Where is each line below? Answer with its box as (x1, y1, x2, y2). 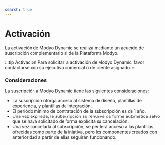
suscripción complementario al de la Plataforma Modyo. (5, 50, 119, 56)
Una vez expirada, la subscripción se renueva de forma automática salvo (12, 113, 160, 119)
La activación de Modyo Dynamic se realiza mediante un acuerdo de (5, 45, 144, 51)
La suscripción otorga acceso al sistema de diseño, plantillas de (12, 97, 142, 103)
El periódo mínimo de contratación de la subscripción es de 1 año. (12, 108, 146, 114)
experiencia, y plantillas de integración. (12, 103, 92, 109)
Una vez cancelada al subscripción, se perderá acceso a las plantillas (12, 123, 154, 129)
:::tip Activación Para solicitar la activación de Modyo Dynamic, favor (5, 59, 144, 65)
